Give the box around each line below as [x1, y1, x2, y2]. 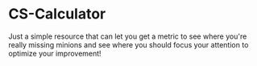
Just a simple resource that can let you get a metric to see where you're [8, 31, 247, 41]
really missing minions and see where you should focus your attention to [8, 39, 249, 49]
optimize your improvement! [8, 48, 102, 58]
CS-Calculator [8, 5, 106, 23]
